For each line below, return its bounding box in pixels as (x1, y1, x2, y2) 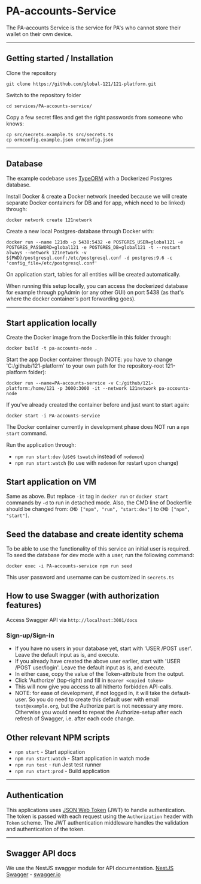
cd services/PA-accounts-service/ (6, 103, 93, 109)
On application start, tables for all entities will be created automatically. (6, 270, 181, 278)
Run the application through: (6, 441, 77, 449)
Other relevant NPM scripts (6, 732, 110, 742)
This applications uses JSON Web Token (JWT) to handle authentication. (6, 806, 186, 813)
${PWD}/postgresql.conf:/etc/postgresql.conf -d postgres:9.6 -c (6, 255, 172, 261)
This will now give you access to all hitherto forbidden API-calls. (14, 683, 173, 690)
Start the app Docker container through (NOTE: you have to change (6, 356, 172, 363)
